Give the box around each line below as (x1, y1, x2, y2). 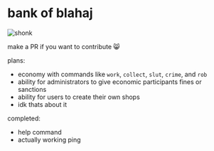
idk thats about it (17, 100, 68, 108)
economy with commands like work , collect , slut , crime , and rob (17, 70, 208, 78)
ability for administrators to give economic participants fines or (17, 77, 203, 86)
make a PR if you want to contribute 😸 (7, 42, 120, 51)
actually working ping (17, 135, 81, 144)
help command (17, 127, 62, 136)
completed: (7, 114, 41, 123)
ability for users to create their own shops (17, 93, 140, 101)
